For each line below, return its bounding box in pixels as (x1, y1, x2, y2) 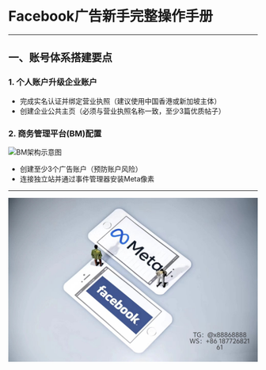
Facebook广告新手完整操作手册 (8, 7, 214, 25)
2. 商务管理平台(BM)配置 (8, 128, 102, 139)
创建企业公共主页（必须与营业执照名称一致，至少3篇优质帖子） (19, 106, 226, 116)
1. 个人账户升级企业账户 (8, 77, 97, 88)
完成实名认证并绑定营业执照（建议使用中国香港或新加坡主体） (19, 96, 222, 105)
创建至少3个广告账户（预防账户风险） (19, 164, 142, 174)
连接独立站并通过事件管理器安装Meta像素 (19, 174, 155, 183)
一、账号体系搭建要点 (8, 51, 112, 64)
